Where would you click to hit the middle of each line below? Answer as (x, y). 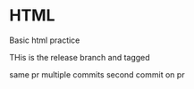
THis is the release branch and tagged (80, 57)
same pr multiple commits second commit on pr (97, 74)
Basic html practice (45, 40)
